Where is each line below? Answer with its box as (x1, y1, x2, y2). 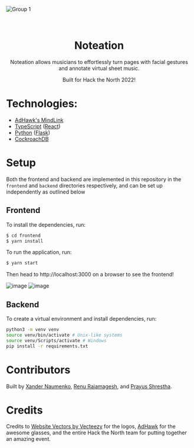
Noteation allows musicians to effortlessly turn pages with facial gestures (9, 58, 189, 65)
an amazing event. (6, 436, 51, 443)
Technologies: (6, 97, 78, 111)
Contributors (6, 363, 71, 376)
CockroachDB (14, 135, 49, 142)
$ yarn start (6, 260, 38, 266)
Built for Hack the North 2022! (63, 76, 136, 83)
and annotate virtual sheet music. (58, 65, 140, 72)
